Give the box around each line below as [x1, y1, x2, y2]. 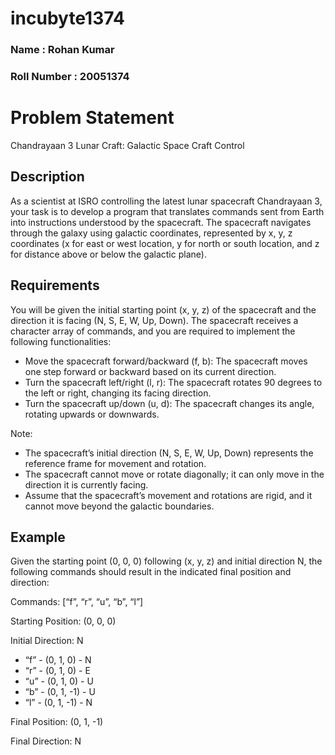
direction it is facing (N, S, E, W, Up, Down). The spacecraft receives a [10, 314, 299, 326]
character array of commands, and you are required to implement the [10, 325, 296, 337]
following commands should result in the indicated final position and [10, 566, 292, 578]
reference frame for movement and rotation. [24, 457, 207, 469]
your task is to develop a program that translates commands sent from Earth [10, 205, 325, 217]
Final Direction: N [10, 735, 82, 747]
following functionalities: [10, 335, 112, 347]
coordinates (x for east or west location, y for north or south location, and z [10, 237, 320, 249]
